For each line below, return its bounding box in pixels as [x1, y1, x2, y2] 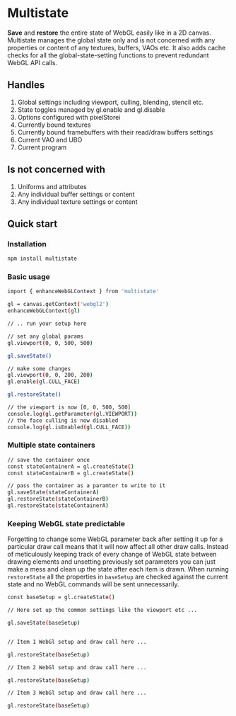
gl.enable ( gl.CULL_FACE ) [7, 378, 81, 385]
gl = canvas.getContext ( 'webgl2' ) [7, 301, 110, 308]
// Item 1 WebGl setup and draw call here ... [7, 638, 147, 645]
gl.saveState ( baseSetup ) [7, 620, 81, 627]
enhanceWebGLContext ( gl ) [7, 307, 81, 314]
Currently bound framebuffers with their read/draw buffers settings [17, 127, 213, 136]
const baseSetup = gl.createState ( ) [7, 593, 115, 601]
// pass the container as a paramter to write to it [7, 482, 166, 489]
